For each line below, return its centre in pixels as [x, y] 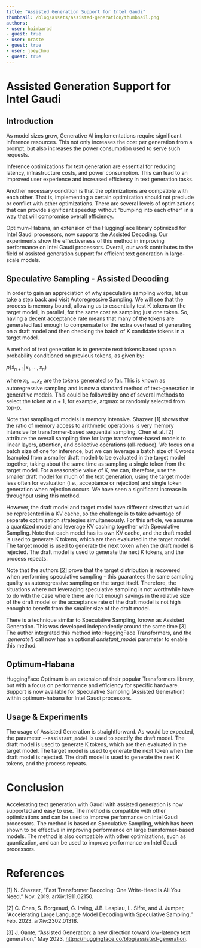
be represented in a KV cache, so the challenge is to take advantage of [94, 514]
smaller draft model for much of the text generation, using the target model [98, 477]
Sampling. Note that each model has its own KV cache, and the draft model [99, 533]
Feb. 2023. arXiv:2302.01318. [42, 920]
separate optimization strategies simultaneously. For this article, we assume [100, 520]
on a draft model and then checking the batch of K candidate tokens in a [95, 332]
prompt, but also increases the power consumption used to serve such [93, 148]
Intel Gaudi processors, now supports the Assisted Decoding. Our [87, 234]
